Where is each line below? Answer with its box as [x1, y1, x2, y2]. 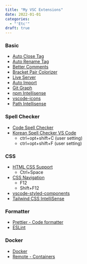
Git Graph [12, 85, 32, 91]
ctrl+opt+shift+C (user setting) [19, 135, 83, 141]
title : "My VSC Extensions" [5, 7, 64, 12]
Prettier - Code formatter [12, 219, 64, 225]
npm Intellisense [12, 90, 46, 96]
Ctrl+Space [19, 169, 44, 175]
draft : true [5, 26, 30, 31]
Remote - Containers [12, 254, 56, 260]
